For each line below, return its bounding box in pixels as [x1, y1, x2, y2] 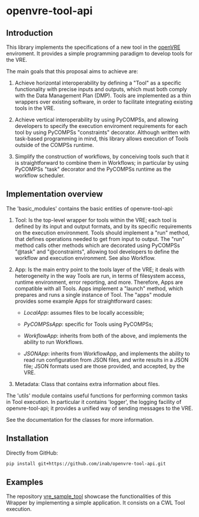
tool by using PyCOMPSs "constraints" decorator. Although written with [14, 129, 190, 136]
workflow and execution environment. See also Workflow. [14, 254, 156, 261]
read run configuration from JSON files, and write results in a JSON [23, 356, 189, 364]
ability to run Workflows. [23, 338, 84, 346]
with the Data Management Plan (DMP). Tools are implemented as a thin [14, 92, 191, 99]
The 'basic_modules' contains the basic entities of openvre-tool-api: [6, 205, 173, 212]
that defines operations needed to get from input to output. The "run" [14, 235, 185, 242]
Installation [6, 433, 49, 444]
